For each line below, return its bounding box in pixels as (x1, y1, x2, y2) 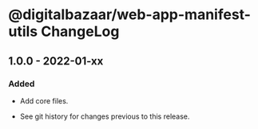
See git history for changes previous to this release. (19, 111, 190, 121)
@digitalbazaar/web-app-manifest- (8, 6, 252, 24)
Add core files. (19, 96, 69, 105)
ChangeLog (41, 22, 120, 41)
